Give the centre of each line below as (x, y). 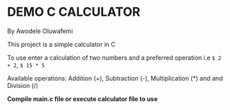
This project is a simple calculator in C (61, 44)
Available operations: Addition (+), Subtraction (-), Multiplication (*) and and (115, 78)
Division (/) (23, 85)
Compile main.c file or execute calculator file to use (83, 99)
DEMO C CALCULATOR (74, 12)
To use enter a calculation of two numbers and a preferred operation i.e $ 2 (114, 57)
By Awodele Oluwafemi (40, 31)
